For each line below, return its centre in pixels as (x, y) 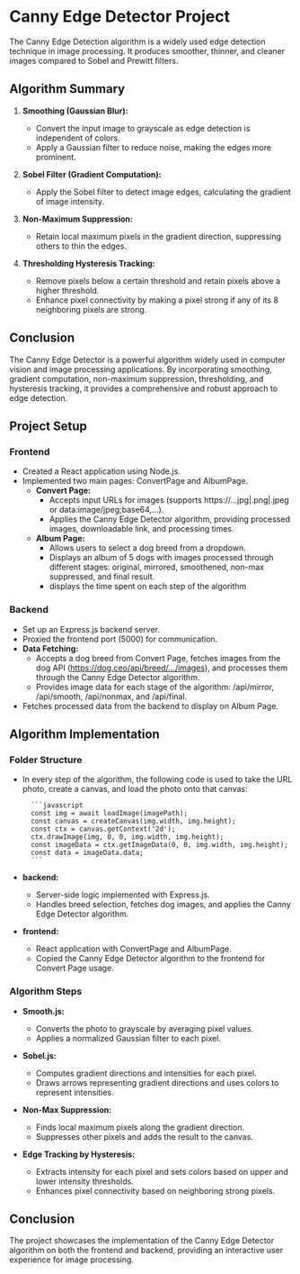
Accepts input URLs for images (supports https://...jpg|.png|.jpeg (169, 500)
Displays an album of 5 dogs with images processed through (161, 558)
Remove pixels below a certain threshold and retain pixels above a (158, 280)
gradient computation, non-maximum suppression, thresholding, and (137, 378)
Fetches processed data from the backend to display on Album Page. (150, 705)
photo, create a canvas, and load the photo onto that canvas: (135, 789)
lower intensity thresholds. (85, 1181)
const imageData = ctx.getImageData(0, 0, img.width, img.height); (160, 845)
